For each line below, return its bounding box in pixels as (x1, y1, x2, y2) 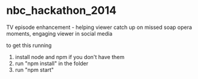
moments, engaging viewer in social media (6, 30, 113, 37)
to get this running (6, 42, 52, 49)
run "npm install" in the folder (14, 60, 89, 67)
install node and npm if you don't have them (14, 53, 125, 60)
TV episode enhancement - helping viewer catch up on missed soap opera (6, 24, 192, 31)
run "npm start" (14, 66, 54, 73)
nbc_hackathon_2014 (6, 4, 117, 17)
